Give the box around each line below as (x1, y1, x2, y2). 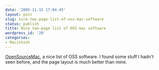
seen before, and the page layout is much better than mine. (5, 58, 127, 65)
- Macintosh (5, 40, 30, 45)
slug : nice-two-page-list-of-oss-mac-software (5, 16, 104, 21)
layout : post (5, 12, 32, 17)
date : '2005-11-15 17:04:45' (5, 7, 66, 12)
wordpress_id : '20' (5, 30, 46, 35)
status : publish (5, 21, 39, 26)
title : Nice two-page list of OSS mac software (5, 26, 106, 31)
